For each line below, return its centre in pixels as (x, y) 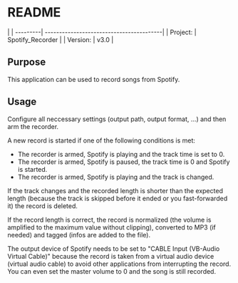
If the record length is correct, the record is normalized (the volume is (109, 220)
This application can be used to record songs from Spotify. (94, 79)
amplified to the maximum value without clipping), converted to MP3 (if (112, 227)
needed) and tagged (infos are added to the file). (79, 235)
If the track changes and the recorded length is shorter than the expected (115, 190)
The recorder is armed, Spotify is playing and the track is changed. (116, 177)
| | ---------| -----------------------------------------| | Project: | (102, 32)
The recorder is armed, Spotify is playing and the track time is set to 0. (121, 154)
